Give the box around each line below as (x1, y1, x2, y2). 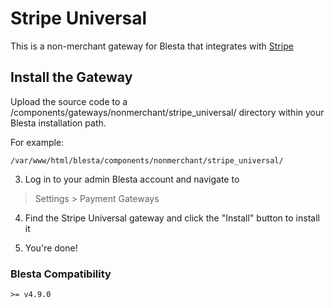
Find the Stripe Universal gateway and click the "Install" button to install (24, 212, 320, 224)
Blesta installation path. (10, 117, 107, 129)
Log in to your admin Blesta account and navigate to (24, 173, 240, 185)
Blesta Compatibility (10, 267, 112, 281)
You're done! (24, 242, 78, 254)
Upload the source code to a (10, 95, 128, 107)
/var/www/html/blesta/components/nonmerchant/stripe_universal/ (10, 155, 284, 166)
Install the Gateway (10, 69, 133, 86)
